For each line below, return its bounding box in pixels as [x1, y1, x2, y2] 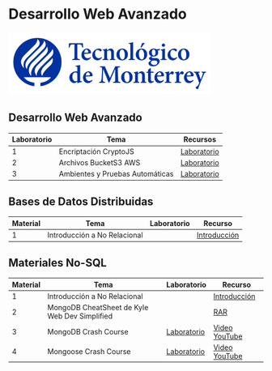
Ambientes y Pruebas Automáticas [58, 169, 174, 178]
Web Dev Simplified [47, 311, 113, 321]
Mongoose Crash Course [47, 347, 131, 356]
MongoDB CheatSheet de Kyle [47, 303, 149, 313]
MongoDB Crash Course [47, 327, 129, 337]
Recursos [183, 134, 217, 144]
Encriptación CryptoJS [58, 147, 135, 156]
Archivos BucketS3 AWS [58, 157, 141, 167]
